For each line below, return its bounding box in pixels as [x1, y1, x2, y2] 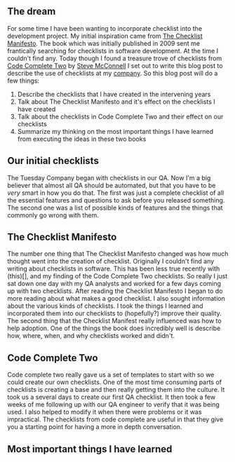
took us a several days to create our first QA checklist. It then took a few [7, 393, 216, 402]
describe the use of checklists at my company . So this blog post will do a [7, 69, 218, 77]
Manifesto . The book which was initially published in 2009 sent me [7, 39, 200, 48]
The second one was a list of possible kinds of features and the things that [7, 203, 223, 212]
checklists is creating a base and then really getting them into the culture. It [7, 386, 225, 394]
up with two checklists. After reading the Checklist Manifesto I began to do [7, 287, 223, 295]
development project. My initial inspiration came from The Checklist [7, 32, 203, 40]
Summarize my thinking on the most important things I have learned [17, 127, 214, 135]
